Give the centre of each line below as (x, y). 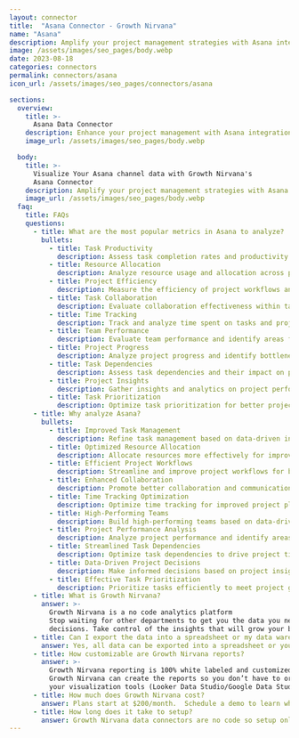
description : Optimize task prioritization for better (161, 406)
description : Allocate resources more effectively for (161, 455)
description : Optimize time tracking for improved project (168, 505)
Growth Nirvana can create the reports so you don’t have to (164, 679)
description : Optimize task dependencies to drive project (168, 555)
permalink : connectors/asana (63, 76)
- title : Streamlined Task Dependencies (125, 547)
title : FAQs (47, 215)
